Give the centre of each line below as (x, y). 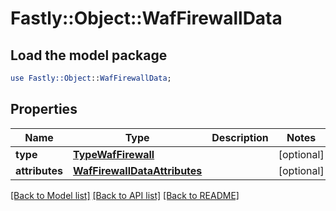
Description (240, 137)
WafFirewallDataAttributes (138, 170)
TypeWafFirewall (114, 154)
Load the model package (89, 55)
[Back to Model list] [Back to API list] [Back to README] (125, 195)
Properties (44, 109)
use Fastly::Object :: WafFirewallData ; (91, 78)
